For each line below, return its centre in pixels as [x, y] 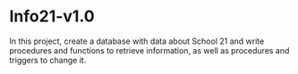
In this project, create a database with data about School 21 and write [137, 41]
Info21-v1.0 [52, 16]
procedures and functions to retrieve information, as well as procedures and [149, 50]
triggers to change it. [48, 60]
